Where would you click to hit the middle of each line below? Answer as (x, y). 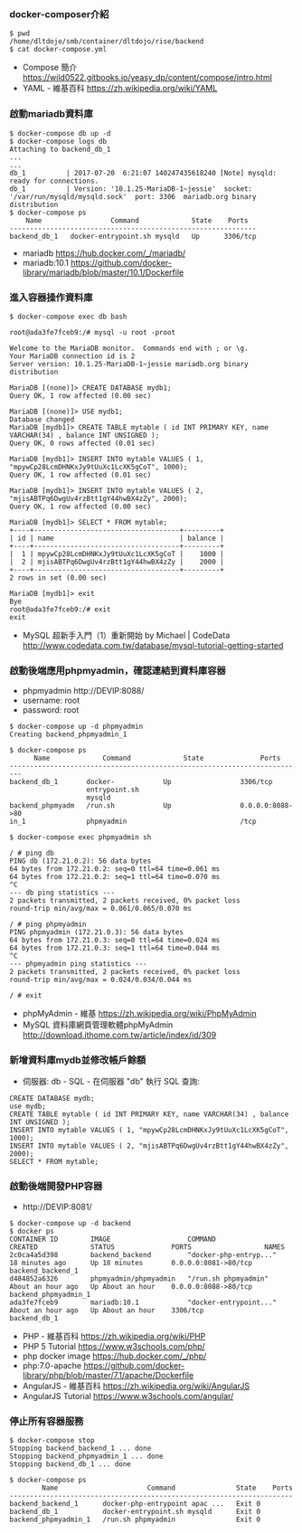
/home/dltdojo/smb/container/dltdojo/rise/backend (107, 42)
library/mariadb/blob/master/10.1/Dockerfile (103, 272)
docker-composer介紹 (59, 14)
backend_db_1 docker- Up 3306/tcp (141, 782)
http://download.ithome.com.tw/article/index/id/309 (119, 1035)
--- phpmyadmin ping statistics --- (78, 964)
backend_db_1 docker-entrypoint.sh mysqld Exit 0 (135, 1512)
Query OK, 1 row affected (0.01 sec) (80, 475)
